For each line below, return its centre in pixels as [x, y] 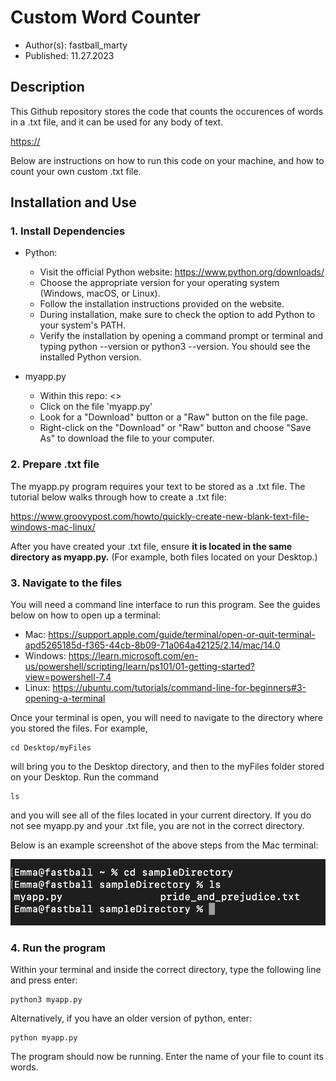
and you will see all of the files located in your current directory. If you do [161, 815]
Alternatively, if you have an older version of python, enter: [131, 1018]
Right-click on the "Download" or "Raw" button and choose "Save [175, 428]
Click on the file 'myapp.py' [96, 407]
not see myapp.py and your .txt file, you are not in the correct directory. [157, 826]
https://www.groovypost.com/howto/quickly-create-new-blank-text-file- [160, 516]
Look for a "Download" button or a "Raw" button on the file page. [173, 417]
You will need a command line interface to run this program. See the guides [165, 605]
